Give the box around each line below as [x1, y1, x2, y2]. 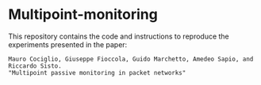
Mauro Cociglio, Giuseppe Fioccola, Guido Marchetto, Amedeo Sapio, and [8, 55, 254, 63]
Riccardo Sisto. [8, 61, 62, 70]
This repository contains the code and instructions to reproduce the [8, 31, 230, 41]
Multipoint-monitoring [8, 6, 159, 24]
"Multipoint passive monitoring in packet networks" [8, 68, 186, 76]
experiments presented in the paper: [8, 39, 128, 49]
